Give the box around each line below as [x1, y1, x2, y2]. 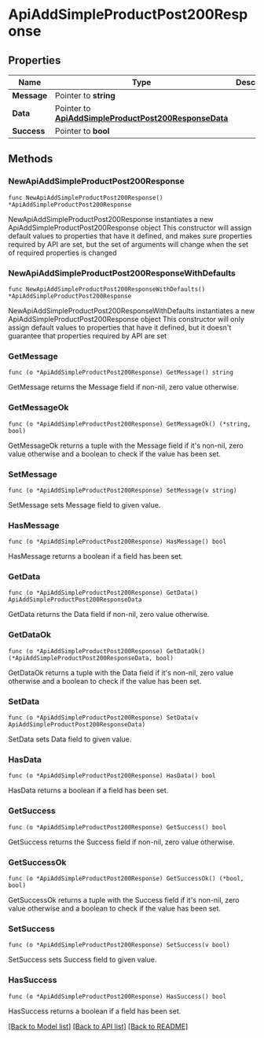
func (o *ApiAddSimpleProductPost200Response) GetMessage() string [8, 368, 234, 377]
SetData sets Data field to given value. [8, 734, 132, 744]
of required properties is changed [8, 248, 117, 257]
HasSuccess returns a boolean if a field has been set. [8, 1006, 181, 1016]
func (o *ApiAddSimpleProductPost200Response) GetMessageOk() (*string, [8, 419, 251, 428]
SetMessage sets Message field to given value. [8, 500, 161, 509]
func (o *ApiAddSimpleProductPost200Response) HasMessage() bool [8, 537, 226, 546]
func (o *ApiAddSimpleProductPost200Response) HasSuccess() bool [8, 992, 226, 1000]
